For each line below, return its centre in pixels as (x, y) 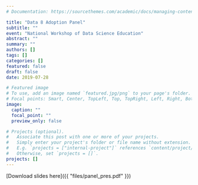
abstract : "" (22, 39)
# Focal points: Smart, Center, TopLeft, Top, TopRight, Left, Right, (95, 99)
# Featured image (27, 88)
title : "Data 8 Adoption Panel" (46, 22)
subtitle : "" (22, 28)
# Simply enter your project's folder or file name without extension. (99, 142)
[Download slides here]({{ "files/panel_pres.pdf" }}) (69, 176)
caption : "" (26, 110)
